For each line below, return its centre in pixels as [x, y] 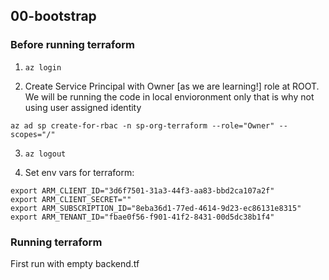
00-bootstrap [53, 16]
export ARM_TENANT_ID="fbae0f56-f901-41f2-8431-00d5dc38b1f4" [142, 217]
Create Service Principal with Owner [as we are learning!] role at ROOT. [172, 86]
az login [43, 67]
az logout [45, 154]
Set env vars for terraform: [79, 172]
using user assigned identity [83, 107]
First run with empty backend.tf [75, 263]
